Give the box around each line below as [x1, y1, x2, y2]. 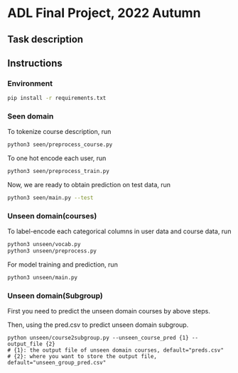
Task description [7, 33, 84, 45]
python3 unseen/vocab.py [7, 241, 81, 248]
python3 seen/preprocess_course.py [7, 141, 113, 148]
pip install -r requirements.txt [7, 94, 107, 102]
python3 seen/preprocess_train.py [7, 168, 110, 175]
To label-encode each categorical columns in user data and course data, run [7, 227, 232, 235]
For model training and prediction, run [7, 260, 119, 269]
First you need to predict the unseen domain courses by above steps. [7, 307, 211, 316]
